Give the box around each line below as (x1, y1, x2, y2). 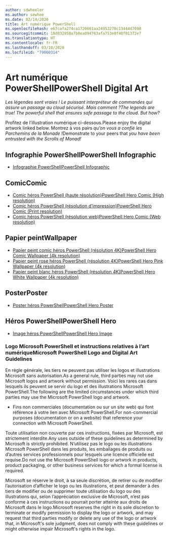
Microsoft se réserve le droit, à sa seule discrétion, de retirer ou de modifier (5, 477, 163, 483)
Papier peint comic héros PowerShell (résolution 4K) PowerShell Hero (12, 247, 157, 253)
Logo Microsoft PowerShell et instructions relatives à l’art (5, 343, 149, 350)
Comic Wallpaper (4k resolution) (12, 252, 80, 258)
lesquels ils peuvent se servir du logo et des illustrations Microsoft (5, 383, 143, 389)
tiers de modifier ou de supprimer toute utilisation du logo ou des (5, 488, 141, 494)
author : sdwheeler (5, 7, 44, 13)
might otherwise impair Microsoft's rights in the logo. (5, 525, 115, 532)
